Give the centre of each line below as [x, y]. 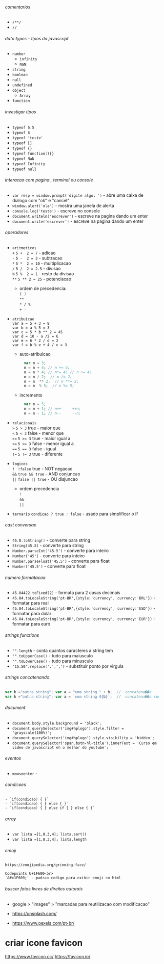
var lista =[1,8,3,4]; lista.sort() [49, 834]
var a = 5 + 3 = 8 [31, 324]
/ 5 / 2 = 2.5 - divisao [36, 269]
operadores [17, 233]
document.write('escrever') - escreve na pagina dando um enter [78, 221]
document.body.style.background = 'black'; [57, 723]
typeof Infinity [29, 164]
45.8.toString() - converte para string [51, 540]
